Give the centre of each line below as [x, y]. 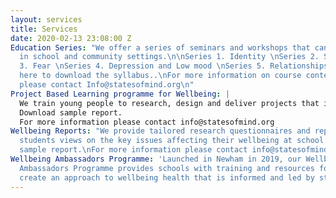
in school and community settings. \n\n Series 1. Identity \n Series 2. [169, 57]
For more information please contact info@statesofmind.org [147, 122]
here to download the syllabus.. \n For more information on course [160, 76]
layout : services [46, 19]
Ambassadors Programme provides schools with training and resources [167, 168]
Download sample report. [71, 112]
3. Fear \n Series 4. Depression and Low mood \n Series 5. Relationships [174, 66]
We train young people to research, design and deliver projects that [169, 103]
